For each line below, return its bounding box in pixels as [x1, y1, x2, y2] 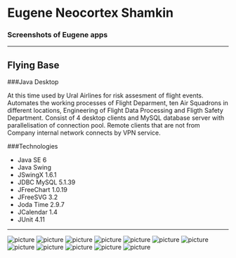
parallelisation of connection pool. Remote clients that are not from [7, 121, 200, 130]
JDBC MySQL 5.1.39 [17, 178, 76, 186]
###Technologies [7, 142, 58, 151]
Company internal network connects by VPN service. [7, 128, 162, 137]
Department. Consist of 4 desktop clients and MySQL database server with [7, 114, 225, 122]
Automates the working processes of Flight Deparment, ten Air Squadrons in [7, 99, 228, 107]
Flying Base [7, 59, 60, 71]
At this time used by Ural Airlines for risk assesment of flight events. [7, 91, 204, 100]
